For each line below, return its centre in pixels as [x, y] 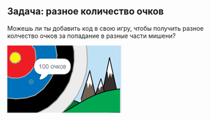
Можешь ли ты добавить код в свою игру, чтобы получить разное [105, 28]
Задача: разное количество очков [86, 12]
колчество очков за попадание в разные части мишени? [92, 36]
